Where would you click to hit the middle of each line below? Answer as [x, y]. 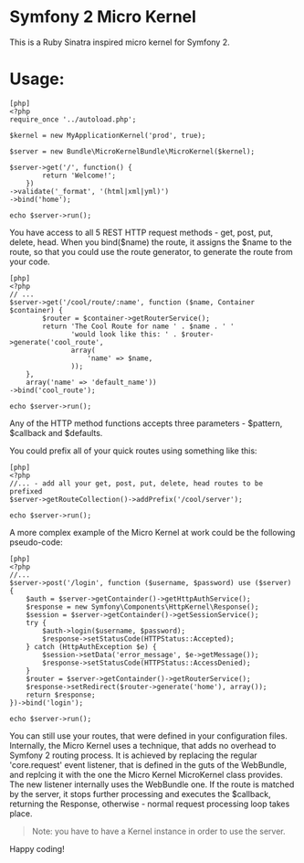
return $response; [61, 695]
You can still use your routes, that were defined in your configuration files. [148, 735]
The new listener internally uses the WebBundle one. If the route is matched [152, 784]
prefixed [26, 491]
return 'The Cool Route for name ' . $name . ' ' [138, 326]
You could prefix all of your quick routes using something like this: [133, 451]
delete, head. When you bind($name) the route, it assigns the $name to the [151, 242]
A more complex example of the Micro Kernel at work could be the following [152, 532]
